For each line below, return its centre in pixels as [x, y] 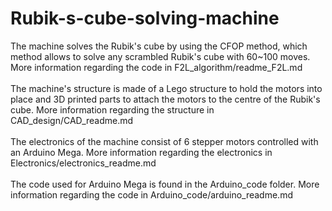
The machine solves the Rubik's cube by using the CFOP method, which [159, 46]
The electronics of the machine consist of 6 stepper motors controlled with [164, 141]
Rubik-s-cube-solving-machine [145, 18]
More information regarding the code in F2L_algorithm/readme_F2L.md [156, 67]
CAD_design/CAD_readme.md [72, 120]
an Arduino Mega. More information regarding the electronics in [141, 152]
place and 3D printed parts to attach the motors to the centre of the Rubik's [165, 99]
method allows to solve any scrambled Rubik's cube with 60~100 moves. [160, 56]
